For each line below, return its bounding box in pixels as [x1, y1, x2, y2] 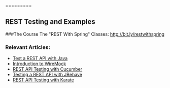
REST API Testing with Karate [12, 77, 75, 83]
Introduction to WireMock [12, 61, 66, 67]
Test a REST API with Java [12, 55, 68, 62]
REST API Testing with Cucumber [12, 66, 83, 72]
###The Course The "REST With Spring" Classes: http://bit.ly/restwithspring [5, 31, 165, 37]
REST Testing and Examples [5, 17, 95, 26]
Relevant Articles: [5, 44, 51, 51]
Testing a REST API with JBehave [12, 72, 83, 78]
